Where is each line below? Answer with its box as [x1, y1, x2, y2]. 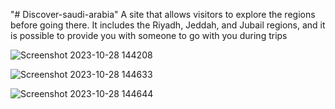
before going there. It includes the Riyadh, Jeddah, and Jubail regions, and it [10, 19, 326, 31]
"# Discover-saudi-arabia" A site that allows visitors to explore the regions [10, 9, 316, 20]
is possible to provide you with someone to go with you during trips [10, 30, 288, 41]
